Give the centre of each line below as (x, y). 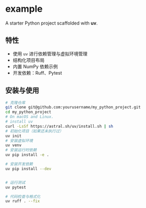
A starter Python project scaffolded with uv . (51, 23)
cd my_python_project (28, 112)
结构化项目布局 (28, 60)
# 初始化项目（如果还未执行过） (34, 131)
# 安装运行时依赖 (21, 150)
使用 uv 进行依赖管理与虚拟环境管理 (50, 54)
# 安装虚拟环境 (19, 141)
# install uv (19, 122)
